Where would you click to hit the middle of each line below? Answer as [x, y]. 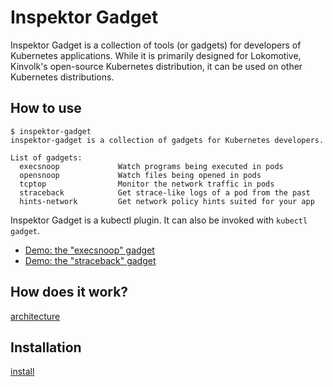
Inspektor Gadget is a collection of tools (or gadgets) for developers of [156, 45]
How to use [46, 108]
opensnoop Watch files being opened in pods [140, 175]
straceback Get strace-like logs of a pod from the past [165, 192]
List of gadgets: [46, 157]
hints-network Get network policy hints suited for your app [167, 201]
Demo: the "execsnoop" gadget [89, 250]
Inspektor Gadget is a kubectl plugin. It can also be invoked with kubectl [159, 220]
